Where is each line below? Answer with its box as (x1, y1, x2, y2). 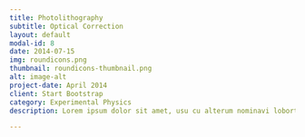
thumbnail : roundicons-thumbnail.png (9, 64, 152, 73)
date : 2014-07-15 (9, 47, 75, 56)
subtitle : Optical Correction (9, 22, 124, 31)
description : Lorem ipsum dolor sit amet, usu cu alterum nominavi (9, 106, 271, 115)
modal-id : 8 (9, 38, 54, 48)
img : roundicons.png (9, 55, 88, 64)
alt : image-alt (9, 73, 67, 82)
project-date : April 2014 (9, 81, 107, 90)
